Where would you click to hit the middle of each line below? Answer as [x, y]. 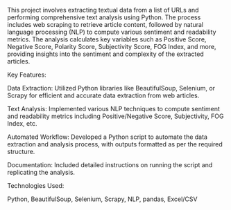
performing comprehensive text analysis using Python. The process [104, 17]
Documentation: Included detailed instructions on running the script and [110, 165]
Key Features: [27, 75]
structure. [21, 152]
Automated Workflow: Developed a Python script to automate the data [108, 137]
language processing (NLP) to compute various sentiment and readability [112, 32]
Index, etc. [22, 123]
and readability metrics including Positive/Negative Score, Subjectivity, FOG [115, 116]
